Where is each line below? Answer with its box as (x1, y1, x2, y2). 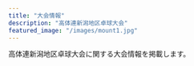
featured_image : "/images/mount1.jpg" (8, 26, 138, 34)
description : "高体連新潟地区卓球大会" (8, 19, 128, 27)
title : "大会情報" (8, 11, 66, 20)
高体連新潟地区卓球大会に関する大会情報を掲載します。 (8, 49, 191, 59)
